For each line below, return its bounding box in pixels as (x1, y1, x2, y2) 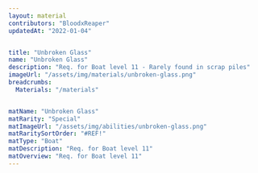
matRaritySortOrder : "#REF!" (8, 130, 106, 138)
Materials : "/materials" (15, 85, 99, 93)
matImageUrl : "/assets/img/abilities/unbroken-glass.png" (8, 122, 207, 130)
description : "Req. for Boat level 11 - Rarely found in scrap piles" (8, 64, 251, 72)
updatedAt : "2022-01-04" (8, 27, 92, 35)
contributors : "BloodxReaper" (8, 19, 110, 27)
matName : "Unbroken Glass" (8, 107, 99, 115)
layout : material (8, 11, 67, 20)
